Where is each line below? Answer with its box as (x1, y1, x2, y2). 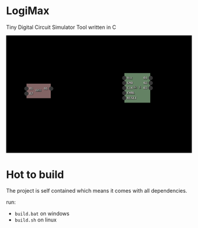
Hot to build (6, 168, 64, 181)
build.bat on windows (14, 210, 70, 217)
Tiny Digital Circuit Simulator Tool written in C (6, 24, 117, 31)
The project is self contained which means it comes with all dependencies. (6, 187, 187, 194)
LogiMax (6, 4, 49, 18)
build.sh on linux (14, 216, 57, 223)
